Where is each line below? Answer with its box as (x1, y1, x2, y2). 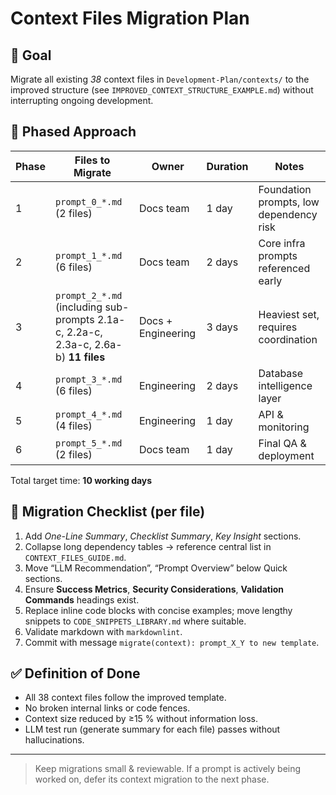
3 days (206, 320, 239, 334)
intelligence (258, 378, 313, 392)
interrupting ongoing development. (10, 95, 154, 106)
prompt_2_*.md (55, 290, 123, 301)
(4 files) (55, 418, 93, 432)
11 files (68, 350, 106, 364)
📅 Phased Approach (10, 123, 137, 141)
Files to (74, 153, 111, 167)
